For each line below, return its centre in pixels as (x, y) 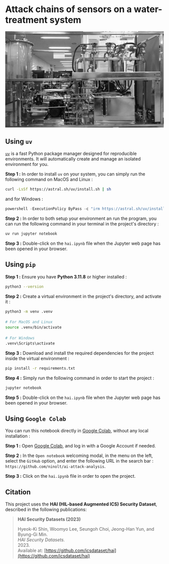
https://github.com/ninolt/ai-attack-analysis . (56, 466)
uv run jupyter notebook (31, 234)
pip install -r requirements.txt (40, 368)
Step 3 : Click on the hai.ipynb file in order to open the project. (70, 476)
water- (148, 9)
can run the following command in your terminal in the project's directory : (82, 224)
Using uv (19, 142)
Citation (18, 492)
